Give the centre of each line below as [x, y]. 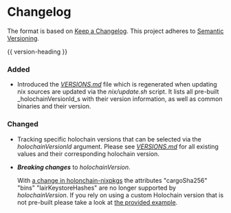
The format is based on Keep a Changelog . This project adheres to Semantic [115, 31]
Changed [23, 124]
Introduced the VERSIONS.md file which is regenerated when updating [117, 85]
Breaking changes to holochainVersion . [74, 167]
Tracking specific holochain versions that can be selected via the [109, 139]
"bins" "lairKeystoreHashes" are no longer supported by [97, 188]
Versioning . [23, 38]
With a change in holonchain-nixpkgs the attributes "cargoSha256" [112, 180]
